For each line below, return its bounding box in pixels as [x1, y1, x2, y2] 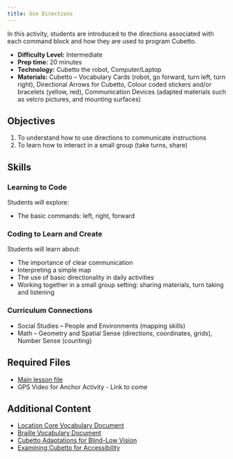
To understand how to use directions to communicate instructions [17, 133, 207, 142]
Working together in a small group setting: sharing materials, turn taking [17, 281, 225, 289]
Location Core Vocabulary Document [17, 421, 124, 430]
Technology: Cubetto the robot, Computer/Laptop [17, 65, 162, 73]
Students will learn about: [7, 245, 81, 254]
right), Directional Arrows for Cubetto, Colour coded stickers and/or [17, 80, 212, 88]
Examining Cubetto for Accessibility [17, 444, 121, 452]
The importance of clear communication [17, 258, 133, 267]
